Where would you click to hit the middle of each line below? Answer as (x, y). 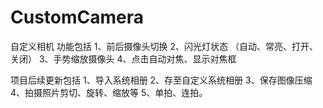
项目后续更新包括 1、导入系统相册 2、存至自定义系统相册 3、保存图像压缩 (161, 80)
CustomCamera (77, 17)
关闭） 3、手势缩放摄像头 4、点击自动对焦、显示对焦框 (123, 58)
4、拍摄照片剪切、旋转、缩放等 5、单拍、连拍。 (109, 92)
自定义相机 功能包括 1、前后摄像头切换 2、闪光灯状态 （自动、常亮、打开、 (164, 46)
